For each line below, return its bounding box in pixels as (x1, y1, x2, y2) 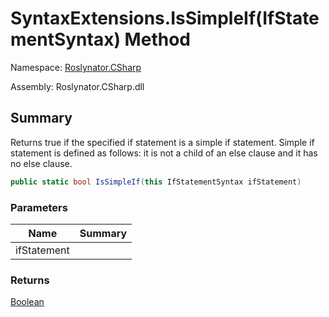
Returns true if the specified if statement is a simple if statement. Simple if (10, 136, 315, 148)
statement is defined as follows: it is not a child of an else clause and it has (10, 147, 318, 159)
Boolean (10, 296, 45, 308)
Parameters (10, 200, 68, 214)
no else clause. (10, 157, 73, 169)
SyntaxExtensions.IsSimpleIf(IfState (10, 7, 320, 30)
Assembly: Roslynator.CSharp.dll (10, 80, 145, 92)
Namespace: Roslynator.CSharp (10, 61, 142, 73)
